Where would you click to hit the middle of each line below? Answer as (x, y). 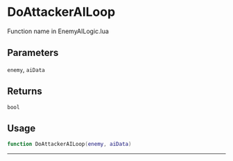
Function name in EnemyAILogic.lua (58, 31)
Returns (25, 92)
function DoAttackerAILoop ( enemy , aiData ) (69, 144)
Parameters (33, 53)
